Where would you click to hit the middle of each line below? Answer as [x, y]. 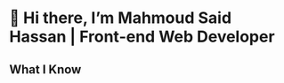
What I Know [45, 69]
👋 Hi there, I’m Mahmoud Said [121, 18]
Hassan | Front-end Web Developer [142, 37]
